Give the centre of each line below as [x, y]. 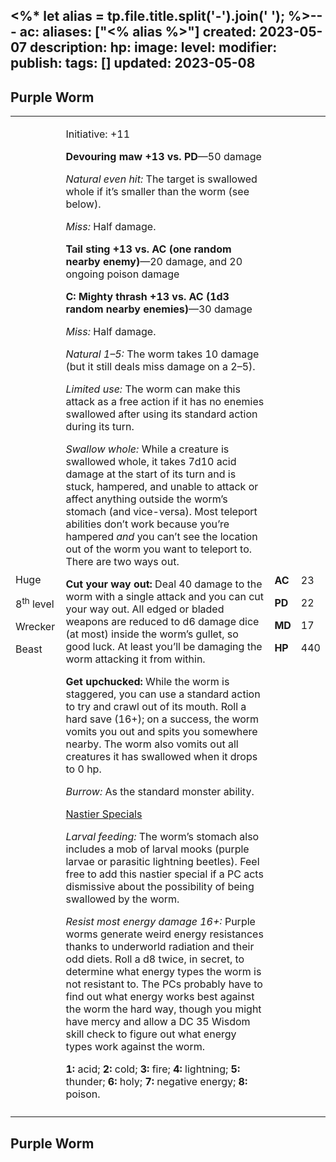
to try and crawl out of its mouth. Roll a [156, 707]
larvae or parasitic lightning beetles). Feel [162, 862]
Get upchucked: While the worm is [147, 682]
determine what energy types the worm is [163, 972]
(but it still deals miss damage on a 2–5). [160, 367]
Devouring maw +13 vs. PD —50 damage [163, 157]
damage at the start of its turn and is [151, 474]
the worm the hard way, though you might [163, 1009]
